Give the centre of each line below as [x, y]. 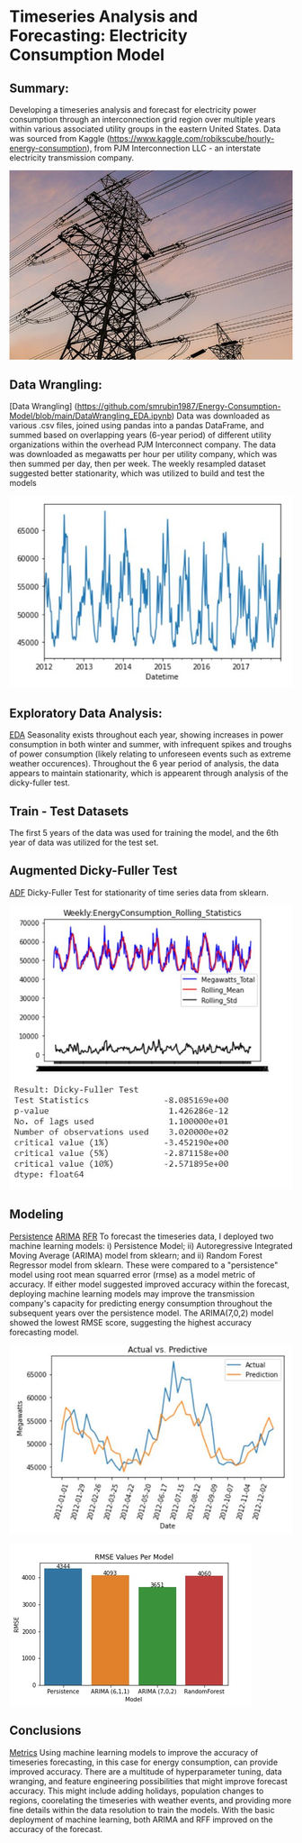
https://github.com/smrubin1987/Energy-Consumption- [179, 407]
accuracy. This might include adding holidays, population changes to [137, 1791]
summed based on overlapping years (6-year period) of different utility [140, 436]
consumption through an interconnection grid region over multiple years [142, 119]
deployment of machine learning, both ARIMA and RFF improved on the [141, 1820]
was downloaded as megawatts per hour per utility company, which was [143, 454]
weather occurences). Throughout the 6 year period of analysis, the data [144, 764]
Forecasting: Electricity [98, 36]
